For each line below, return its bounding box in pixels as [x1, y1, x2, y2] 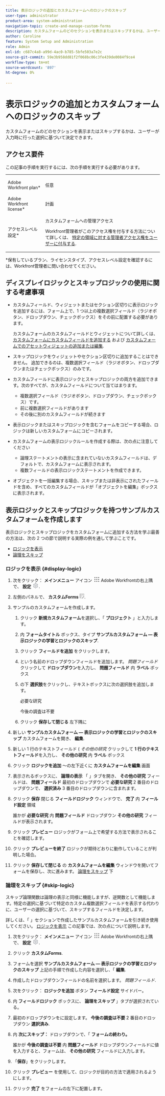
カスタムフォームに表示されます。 [46, 461, 114, 467]
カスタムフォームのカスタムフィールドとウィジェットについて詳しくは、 [12, 331, 158, 337]
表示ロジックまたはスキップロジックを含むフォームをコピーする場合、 [12, 422, 155, 428]
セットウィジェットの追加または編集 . [29, 343, 104, 349]
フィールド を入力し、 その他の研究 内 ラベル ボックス [17, 752, 125, 758]
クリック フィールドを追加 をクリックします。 [20, 648, 112, 654]
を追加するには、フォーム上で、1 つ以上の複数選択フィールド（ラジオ [12, 308, 153, 314]
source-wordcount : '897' [5, 65, 56, 70]
